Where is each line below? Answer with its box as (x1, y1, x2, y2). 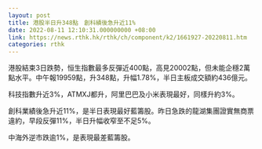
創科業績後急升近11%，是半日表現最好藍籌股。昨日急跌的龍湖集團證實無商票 (8, 107, 255, 116)
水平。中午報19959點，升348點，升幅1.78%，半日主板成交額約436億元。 (14, 73, 253, 82)
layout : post (8, 11, 51, 20)
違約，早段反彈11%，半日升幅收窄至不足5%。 (8, 116, 155, 125)
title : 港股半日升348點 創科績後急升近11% (8, 19, 136, 27)
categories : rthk (8, 41, 65, 49)
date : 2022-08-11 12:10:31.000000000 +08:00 (8, 26, 156, 34)
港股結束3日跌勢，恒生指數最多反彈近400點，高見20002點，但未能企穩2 (8, 64, 244, 73)
